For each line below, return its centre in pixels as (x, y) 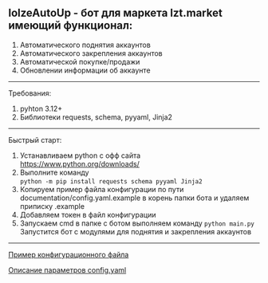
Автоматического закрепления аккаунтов (91, 53)
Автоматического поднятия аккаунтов (85, 45)
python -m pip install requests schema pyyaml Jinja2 (111, 181)
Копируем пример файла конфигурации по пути (102, 189)
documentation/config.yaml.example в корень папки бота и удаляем (134, 198)
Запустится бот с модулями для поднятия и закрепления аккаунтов (136, 231)
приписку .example (52, 206)
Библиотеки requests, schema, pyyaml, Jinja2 (96, 117)
